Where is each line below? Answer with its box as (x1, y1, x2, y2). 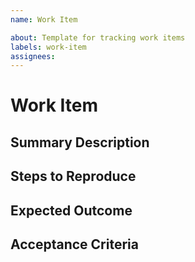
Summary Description (10, 134, 150, 151)
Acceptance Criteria (10, 236, 139, 253)
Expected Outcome (10, 202, 133, 219)
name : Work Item (10, 14, 78, 25)
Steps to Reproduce (10, 168, 137, 185)
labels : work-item (10, 42, 87, 52)
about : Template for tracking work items (10, 32, 186, 43)
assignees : (10, 51, 56, 61)
